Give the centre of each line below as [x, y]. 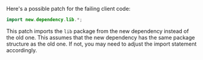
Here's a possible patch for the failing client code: [68, 9]
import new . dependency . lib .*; [45, 20]
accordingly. [22, 50]
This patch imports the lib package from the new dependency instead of [98, 31]
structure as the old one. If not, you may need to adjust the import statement [101, 44]
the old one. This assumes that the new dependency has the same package [101, 37]
